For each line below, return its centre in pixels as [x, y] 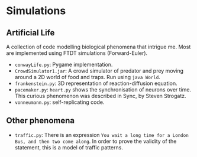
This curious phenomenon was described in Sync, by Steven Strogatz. [100, 96]
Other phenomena [41, 121]
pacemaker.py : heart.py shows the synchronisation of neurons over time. [103, 89]
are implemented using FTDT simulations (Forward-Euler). [77, 53]
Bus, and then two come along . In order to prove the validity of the [96, 141]
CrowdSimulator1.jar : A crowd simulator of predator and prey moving [99, 71]
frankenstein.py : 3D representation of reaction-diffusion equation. [96, 83]
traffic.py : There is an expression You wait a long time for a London [102, 135]
